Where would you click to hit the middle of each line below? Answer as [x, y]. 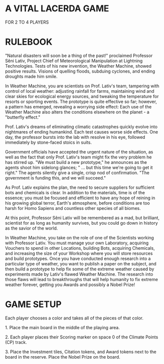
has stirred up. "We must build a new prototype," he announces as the [76, 162]
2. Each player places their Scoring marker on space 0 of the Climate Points [82, 337]
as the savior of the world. [31, 228]
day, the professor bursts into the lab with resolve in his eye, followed [75, 137]
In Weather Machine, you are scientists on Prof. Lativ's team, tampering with [82, 86]
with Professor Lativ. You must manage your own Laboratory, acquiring [77, 243]
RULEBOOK [29, 42]
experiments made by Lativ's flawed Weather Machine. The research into [79, 274]
